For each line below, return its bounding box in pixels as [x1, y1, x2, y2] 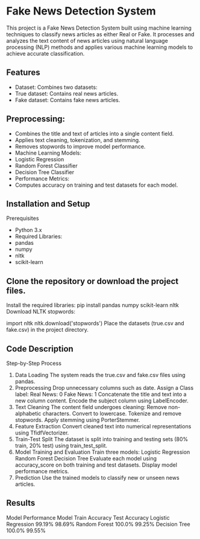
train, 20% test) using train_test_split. [14, 442, 107, 449]
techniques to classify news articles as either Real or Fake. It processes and [6, 30, 195, 37]
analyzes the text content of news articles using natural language [6, 37, 169, 44]
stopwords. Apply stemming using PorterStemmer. [14, 416, 140, 424]
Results [6, 498, 36, 508]
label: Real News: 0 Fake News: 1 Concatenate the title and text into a [14, 391, 187, 398]
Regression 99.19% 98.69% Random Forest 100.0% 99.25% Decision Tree [6, 520, 191, 528]
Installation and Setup [6, 198, 90, 209]
